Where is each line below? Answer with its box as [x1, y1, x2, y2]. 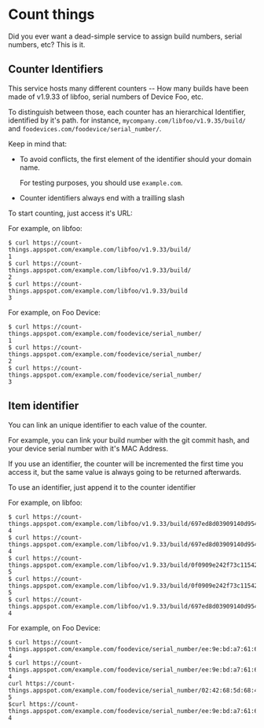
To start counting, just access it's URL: [8, 208, 134, 218]
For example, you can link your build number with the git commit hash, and [8, 435, 250, 445]
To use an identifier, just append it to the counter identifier [8, 482, 196, 492]
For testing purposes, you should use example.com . [19, 178, 183, 187]
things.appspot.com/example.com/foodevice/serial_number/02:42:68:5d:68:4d [8, 686, 262, 694]
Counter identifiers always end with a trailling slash [19, 193, 185, 202]
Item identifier [8, 399, 79, 413]
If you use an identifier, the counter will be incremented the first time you [8, 458, 244, 469]
